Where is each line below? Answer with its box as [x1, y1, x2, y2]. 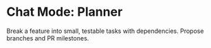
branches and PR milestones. [6, 34, 89, 42]
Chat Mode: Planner [6, 4, 123, 20]
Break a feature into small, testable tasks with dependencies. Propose [6, 27, 204, 35]
